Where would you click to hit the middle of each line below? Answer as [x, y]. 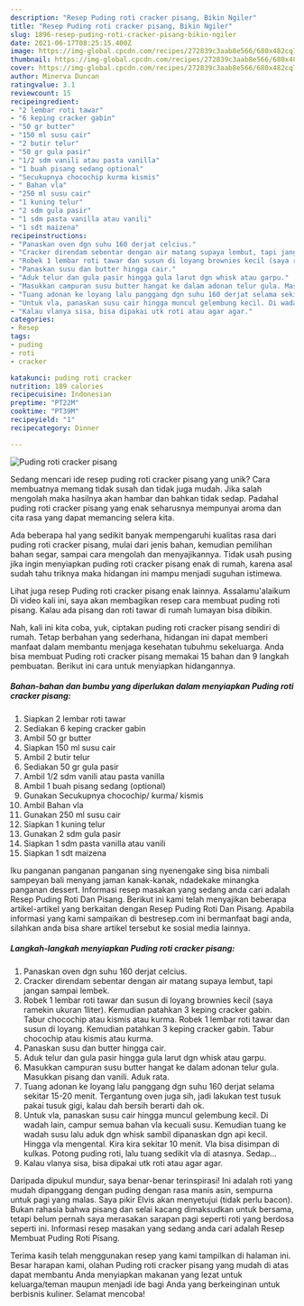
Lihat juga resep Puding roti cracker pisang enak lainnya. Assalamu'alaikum [151, 591]
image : [23, 51]
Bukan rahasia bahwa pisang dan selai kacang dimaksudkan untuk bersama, [152, 1209]
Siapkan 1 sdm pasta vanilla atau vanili [94, 843]
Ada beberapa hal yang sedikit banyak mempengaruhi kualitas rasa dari [143, 535]
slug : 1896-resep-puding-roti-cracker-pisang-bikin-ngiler [124, 34]
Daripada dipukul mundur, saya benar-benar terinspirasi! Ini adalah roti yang [152, 1180]
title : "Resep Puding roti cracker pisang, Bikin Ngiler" [121, 26]
